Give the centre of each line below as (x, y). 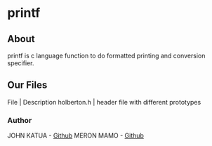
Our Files (27, 85)
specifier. (21, 63)
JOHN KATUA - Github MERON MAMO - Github (75, 135)
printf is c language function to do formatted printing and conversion (106, 55)
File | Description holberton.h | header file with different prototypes (104, 102)
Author (20, 120)
